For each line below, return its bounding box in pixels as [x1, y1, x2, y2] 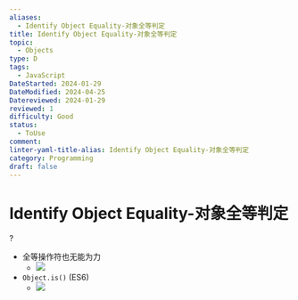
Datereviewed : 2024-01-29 [9, 95, 105, 105]
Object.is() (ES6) [21, 272, 89, 283]
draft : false [9, 162, 58, 171]
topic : [9, 37, 34, 47]
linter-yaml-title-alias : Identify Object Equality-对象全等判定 [9, 145, 250, 154]
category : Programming [9, 153, 94, 163]
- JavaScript [17, 71, 66, 80]
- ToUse [17, 129, 46, 138]
